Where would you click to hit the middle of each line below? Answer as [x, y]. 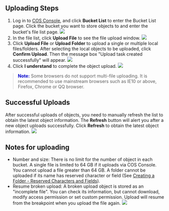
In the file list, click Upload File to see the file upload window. [76, 38]
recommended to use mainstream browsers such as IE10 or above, [87, 81]
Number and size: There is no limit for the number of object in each [82, 159]
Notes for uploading [37, 147]
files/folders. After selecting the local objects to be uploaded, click [82, 49]
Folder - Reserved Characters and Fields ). [56, 181]
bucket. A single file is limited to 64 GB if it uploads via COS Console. [85, 165]
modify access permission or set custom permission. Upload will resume [88, 197]
